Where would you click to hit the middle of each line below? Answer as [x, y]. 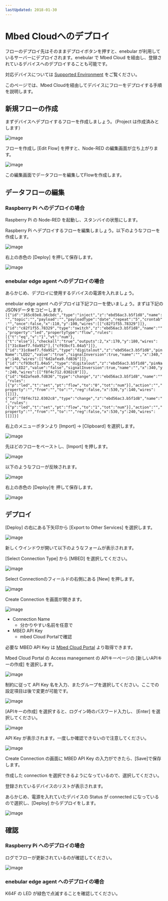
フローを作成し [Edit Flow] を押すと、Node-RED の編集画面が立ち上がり [79, 148]
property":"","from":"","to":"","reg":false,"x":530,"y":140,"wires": [80, 390]
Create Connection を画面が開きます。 [45, 599]
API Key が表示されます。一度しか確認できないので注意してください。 [77, 738]
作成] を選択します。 [35, 664]
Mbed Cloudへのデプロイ [58, 36]
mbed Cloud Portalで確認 [46, 637]
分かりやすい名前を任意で [46, 625]
